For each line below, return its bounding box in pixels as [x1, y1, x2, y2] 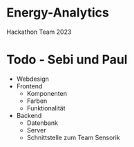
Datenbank [26, 119, 58, 127]
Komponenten [26, 89, 67, 97]
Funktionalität [26, 104, 66, 112]
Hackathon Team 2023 [6, 28, 72, 36]
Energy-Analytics [6, 5, 110, 21]
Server [26, 126, 46, 134]
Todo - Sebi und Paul [6, 52, 128, 68]
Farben [26, 97, 48, 105]
